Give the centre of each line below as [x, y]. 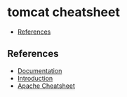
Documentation [40, 70]
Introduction [35, 78]
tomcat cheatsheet [64, 12]
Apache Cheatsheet [46, 86]
